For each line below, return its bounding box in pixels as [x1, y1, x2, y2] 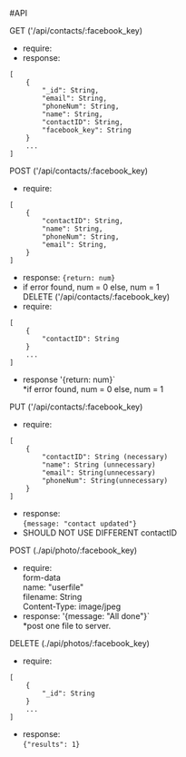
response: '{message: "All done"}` [22, 611, 151, 621]
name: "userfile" [22, 582, 84, 593]
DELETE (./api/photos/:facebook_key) [9, 638, 150, 648]
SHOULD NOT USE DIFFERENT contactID [22, 527, 178, 538]
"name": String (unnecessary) [42, 460, 156, 469]
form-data [22, 572, 62, 583]
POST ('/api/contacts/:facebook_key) [9, 165, 148, 176]
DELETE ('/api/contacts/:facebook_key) [22, 291, 171, 302]
